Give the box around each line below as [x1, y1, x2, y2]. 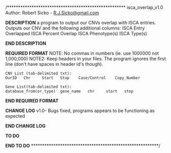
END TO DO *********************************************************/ [5, 143, 161, 148]
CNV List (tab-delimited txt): [5, 71, 72, 76]
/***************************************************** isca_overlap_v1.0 [5, 5, 163, 10]
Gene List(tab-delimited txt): [5, 84, 72, 89]
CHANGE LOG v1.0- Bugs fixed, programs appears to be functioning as [5, 108, 155, 114]
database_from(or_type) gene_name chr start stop [5, 89, 134, 94]
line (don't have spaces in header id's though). [5, 61, 104, 67]
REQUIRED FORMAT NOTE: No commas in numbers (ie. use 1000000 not [5, 50, 159, 56]
